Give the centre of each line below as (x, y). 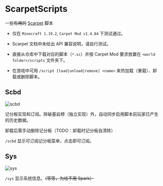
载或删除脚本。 (27, 76)
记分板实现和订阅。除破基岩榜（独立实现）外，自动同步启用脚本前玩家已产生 (82, 114)
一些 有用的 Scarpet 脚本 (29, 23)
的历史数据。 (18, 120)
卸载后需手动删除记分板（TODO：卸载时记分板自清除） (60, 130)
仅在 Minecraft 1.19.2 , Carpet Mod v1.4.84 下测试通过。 (69, 33)
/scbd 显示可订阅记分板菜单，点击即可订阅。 (49, 141)
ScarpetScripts (36, 9)
